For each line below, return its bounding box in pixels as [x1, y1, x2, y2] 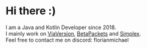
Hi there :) [5, 4, 56, 18]
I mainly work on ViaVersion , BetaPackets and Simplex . [5, 30, 142, 37]
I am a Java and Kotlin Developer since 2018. [5, 24, 116, 31]
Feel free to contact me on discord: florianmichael [5, 36, 129, 43]
